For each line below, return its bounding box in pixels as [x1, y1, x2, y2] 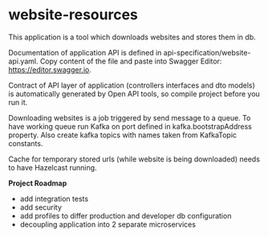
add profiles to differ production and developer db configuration [19, 210, 232, 220]
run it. [8, 97, 28, 107]
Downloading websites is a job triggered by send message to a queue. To [8, 112, 251, 122]
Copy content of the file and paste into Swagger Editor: [39, 56, 222, 66]
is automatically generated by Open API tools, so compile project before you [8, 88, 261, 98]
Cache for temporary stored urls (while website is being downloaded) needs [8, 154, 261, 164]
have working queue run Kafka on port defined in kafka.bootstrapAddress [8, 121, 253, 131]
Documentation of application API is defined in [8, 47, 162, 57]
